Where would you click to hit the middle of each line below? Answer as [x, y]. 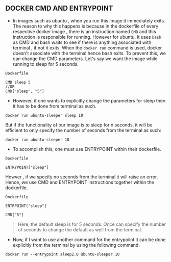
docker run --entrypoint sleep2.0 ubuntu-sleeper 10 [63, 254]
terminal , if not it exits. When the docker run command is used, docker [87, 47]
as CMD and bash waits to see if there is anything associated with [82, 42]
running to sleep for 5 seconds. [46, 64]
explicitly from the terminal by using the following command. [76, 245]
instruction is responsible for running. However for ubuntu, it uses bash [87, 37]
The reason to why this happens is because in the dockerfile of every [86, 26]
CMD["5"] [15, 215]
